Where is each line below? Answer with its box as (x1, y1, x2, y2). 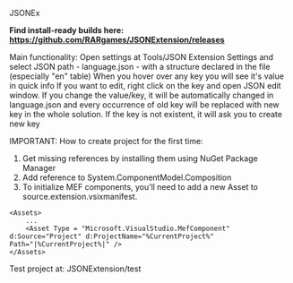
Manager (22, 163, 56, 173)
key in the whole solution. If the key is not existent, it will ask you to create (9, 109, 282, 119)
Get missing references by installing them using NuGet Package (22, 153, 258, 164)
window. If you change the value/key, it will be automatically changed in (9, 90, 274, 100)
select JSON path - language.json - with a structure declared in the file (9, 62, 271, 72)
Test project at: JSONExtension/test (9, 263, 142, 274)
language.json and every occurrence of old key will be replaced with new (9, 99, 280, 110)
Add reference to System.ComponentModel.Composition (22, 172, 232, 183)
